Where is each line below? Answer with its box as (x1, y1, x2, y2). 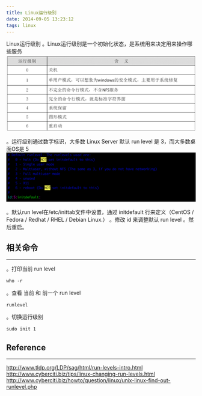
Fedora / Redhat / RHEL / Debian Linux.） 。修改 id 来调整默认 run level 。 (6, 216, 189, 223)
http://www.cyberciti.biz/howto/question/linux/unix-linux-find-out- (6, 377, 171, 384)
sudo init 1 (6, 326, 36, 332)
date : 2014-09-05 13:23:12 (6, 16, 74, 22)
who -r (6, 278, 23, 284)
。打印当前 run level (6, 265, 56, 273)
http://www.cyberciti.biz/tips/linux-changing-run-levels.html (6, 370, 155, 378)
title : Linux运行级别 (6, 10, 57, 16)
